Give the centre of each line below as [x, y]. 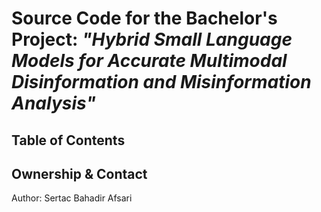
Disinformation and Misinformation [161, 82]
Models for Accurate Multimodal [149, 61]
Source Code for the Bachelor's [144, 18]
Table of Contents [68, 140]
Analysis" [53, 103]
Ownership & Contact [79, 173]
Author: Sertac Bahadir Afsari [72, 198]
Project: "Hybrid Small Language [152, 39]
